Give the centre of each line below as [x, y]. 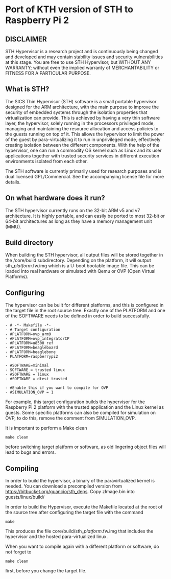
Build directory [29, 243]
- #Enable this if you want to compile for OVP [57, 388]
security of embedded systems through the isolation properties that [76, 112]
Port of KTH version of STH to [69, 9]
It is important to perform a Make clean [46, 428]
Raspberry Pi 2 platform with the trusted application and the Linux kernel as [85, 407]
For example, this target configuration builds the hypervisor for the [75, 402]
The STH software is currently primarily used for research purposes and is [83, 171]
